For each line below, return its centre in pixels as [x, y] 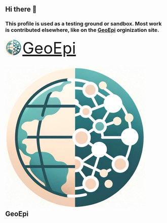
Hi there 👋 [21, 9]
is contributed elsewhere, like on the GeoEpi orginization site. [82, 30]
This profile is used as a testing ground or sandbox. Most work [83, 24]
